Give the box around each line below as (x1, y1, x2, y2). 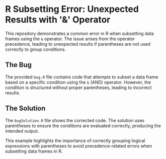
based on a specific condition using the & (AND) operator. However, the (5, 79, 151, 85)
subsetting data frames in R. (5, 148, 63, 154)
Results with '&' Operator (5, 14, 111, 25)
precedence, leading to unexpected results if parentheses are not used (5, 41, 151, 47)
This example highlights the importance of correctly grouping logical (5, 138, 146, 144)
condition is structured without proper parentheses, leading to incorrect (5, 84, 152, 90)
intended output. (5, 128, 39, 134)
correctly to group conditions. (5, 46, 66, 52)
